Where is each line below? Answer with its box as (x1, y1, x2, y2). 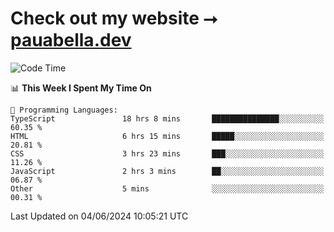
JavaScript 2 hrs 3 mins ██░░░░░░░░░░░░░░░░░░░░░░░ (10, 166, 325, 176)
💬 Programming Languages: (10, 105, 118, 115)
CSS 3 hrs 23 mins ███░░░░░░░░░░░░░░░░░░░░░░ (10, 148, 325, 159)
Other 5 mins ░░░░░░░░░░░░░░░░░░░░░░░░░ (10, 183, 325, 194)
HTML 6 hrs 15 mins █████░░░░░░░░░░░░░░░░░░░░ (10, 131, 325, 141)
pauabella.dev (10, 29, 132, 52)
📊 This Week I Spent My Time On (10, 82, 152, 94)
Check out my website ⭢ (10, 7, 218, 30)
